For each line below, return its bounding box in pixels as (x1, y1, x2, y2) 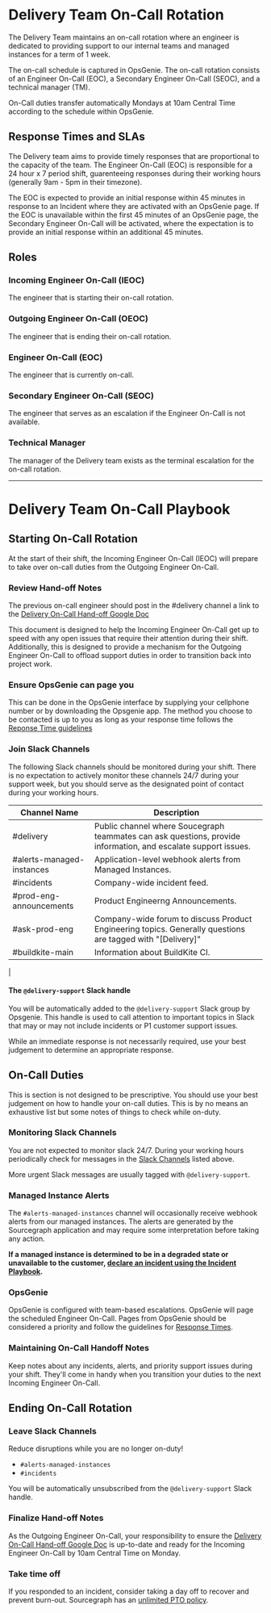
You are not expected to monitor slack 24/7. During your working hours (8, 1145, 244, 1155)
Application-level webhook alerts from (94, 853, 241, 865)
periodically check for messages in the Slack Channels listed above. (8, 1154, 235, 1163)
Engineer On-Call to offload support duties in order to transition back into (8, 650, 252, 660)
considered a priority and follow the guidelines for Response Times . (8, 1322, 234, 1332)
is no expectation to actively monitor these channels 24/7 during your (8, 770, 240, 780)
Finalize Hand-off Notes (8, 1512, 104, 1523)
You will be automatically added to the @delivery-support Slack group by (8, 1003, 250, 1013)
